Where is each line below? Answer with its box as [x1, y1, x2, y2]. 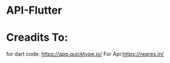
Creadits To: [6, 31, 69, 45]
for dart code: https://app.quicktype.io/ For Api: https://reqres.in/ [6, 51, 164, 58]
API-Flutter [6, 4, 63, 17]
